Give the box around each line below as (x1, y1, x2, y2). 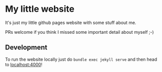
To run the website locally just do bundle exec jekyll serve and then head (5, 56, 157, 62)
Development (5, 43, 48, 52)
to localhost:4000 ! (5, 61, 43, 67)
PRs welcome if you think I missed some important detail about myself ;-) (5, 29, 154, 35)
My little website (5, 3, 75, 15)
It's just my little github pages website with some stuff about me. (5, 20, 137, 25)
